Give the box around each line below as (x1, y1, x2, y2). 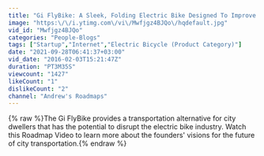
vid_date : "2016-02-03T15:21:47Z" (8, 56, 123, 64)
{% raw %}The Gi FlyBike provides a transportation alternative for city (8, 113, 236, 123)
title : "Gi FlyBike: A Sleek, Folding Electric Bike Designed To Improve (8, 11, 257, 20)
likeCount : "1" (8, 77, 58, 85)
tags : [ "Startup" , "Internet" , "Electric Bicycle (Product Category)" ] (8, 41, 243, 49)
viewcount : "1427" (8, 70, 69, 78)
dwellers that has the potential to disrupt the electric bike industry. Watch (8, 122, 247, 132)
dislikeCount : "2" (8, 84, 69, 93)
